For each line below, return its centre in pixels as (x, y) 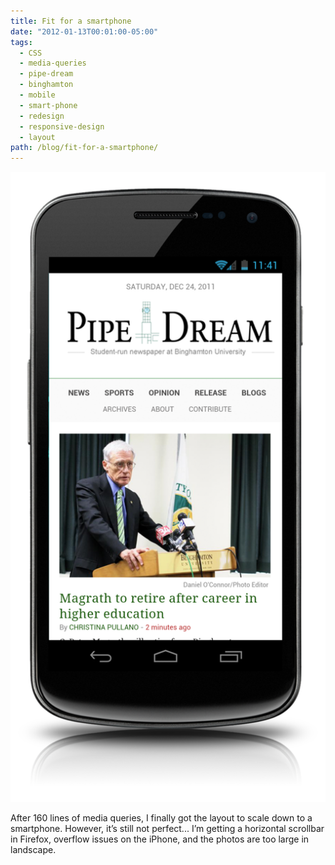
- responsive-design (62, 126)
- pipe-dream (46, 74)
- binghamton (46, 85)
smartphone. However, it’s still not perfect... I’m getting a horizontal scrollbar (167, 829)
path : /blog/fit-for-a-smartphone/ (84, 148)
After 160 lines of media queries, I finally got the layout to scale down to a (161, 818)
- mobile (37, 95)
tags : (21, 42)
